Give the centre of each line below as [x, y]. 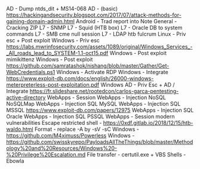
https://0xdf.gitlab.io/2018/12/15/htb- [148, 123]
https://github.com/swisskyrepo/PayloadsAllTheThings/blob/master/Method [100, 142]
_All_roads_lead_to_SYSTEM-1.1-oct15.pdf [57, 53]
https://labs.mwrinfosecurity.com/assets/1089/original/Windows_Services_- [99, 47]
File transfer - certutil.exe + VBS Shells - [136, 154]
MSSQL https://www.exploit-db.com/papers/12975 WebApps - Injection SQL [100, 110]
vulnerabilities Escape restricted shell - [54, 123]
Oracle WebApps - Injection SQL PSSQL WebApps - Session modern [90, 116]
